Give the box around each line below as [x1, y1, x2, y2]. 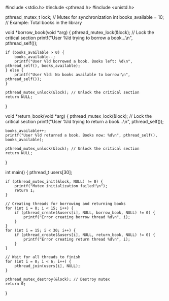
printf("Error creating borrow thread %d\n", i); [23, 215, 130, 220]
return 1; [14, 188, 36, 193]
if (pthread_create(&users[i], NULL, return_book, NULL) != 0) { [14, 232, 156, 238]
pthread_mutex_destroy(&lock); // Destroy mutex [5, 277, 110, 282]
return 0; [5, 281, 26, 286]
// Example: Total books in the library [5, 20, 82, 25]
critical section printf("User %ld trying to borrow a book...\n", [5, 35, 133, 41]
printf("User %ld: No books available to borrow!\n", [14, 72, 130, 77]
